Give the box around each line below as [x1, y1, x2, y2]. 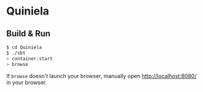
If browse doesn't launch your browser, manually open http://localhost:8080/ [6, 72, 197, 79]
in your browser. [6, 79, 47, 86]
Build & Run [6, 28, 50, 39]
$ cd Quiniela [6, 44, 43, 50]
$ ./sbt [6, 50, 26, 56]
